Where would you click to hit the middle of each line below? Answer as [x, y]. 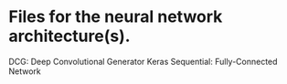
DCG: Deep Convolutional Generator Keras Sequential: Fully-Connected [143, 61]
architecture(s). [69, 36]
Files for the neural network [116, 17]
